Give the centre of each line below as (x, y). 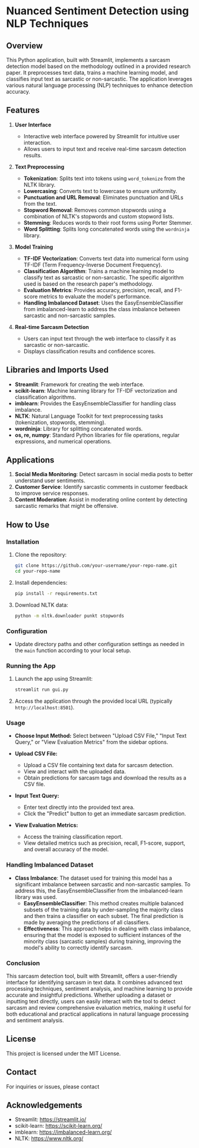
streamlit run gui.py (41, 690)
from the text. (40, 203)
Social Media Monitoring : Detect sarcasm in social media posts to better (104, 474)
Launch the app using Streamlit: (54, 679)
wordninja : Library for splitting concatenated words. (79, 429)
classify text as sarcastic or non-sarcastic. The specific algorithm (104, 277)
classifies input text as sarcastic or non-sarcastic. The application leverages (99, 79)
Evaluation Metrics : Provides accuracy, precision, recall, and (98, 290)
